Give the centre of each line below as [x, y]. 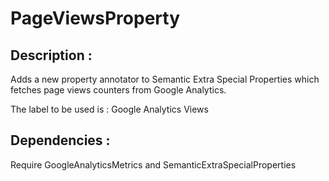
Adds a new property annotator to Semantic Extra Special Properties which [165, 79]
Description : [51, 55]
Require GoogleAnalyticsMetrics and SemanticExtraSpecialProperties [153, 164]
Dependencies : [60, 140]
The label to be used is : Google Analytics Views [109, 109]
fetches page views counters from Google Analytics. [118, 90]
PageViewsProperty [95, 18]
